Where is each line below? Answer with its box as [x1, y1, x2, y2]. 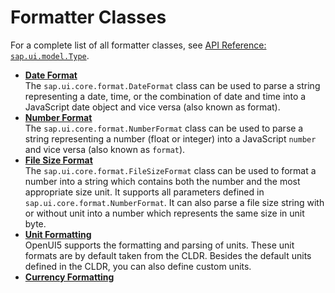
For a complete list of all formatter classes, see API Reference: [10, 39, 267, 51]
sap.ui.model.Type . [10, 49, 90, 61]
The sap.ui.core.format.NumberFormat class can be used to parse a [24, 122, 304, 134]
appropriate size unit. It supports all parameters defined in [24, 186, 265, 198]
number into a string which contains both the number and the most [24, 175, 301, 187]
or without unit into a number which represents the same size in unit [24, 207, 305, 219]
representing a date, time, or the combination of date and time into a [24, 90, 307, 102]
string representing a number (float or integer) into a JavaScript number [24, 132, 317, 145]
